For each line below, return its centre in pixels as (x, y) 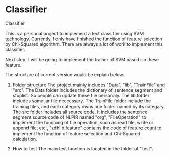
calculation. (25, 139)
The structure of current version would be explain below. (65, 74)
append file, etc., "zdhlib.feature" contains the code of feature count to (87, 128)
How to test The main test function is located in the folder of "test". (83, 148)
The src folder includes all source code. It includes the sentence (80, 112)
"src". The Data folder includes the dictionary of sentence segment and (87, 90)
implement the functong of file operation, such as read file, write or (83, 122)
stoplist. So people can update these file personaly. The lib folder (81, 95)
